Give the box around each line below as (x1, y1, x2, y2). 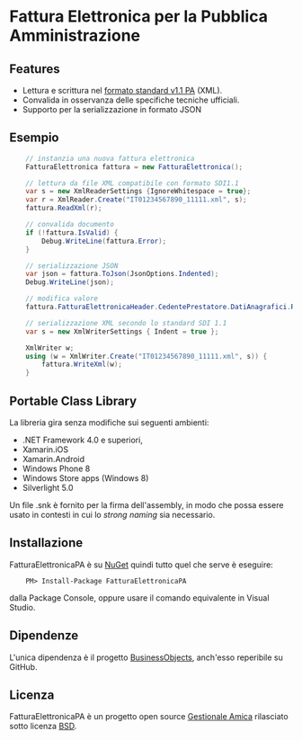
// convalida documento (25, 220, 115, 229)
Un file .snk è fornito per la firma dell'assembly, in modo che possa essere (9, 500, 284, 510)
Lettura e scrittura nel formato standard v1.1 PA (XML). (22, 85, 223, 95)
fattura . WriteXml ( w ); (41, 360, 123, 370)
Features (9, 61, 60, 76)
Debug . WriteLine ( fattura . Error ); (41, 236, 167, 245)
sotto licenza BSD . (9, 721, 77, 732)
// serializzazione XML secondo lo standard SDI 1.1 (25, 318, 227, 327)
